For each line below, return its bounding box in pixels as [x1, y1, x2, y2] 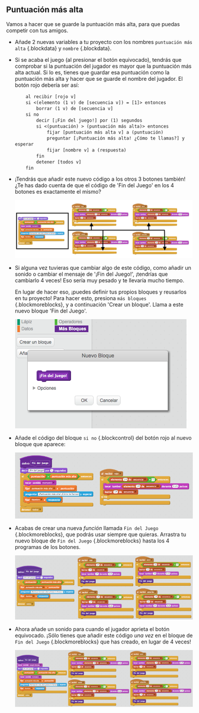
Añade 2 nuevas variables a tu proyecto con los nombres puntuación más [14, 38, 192, 45]
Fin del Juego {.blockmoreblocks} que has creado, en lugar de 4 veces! [14, 638, 191, 645]
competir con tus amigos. [6, 27, 69, 34]
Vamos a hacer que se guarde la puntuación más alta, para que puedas [6, 20, 180, 27]
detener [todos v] [36, 159, 82, 165]
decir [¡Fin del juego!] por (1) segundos [36, 117, 143, 124]
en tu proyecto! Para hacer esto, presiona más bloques [14, 295, 147, 302]
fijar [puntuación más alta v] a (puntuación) [46, 129, 164, 135]
